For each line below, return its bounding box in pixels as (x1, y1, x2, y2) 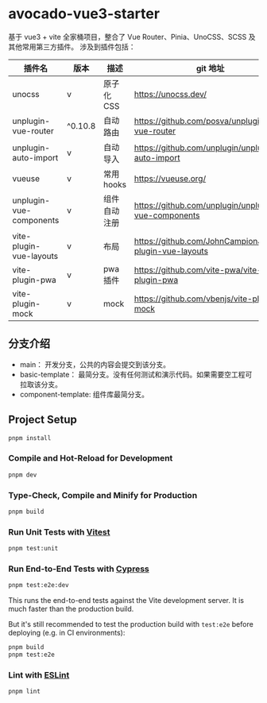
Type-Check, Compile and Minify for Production (8, 489, 198, 500)
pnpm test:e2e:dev (8, 581, 69, 589)
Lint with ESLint (8, 669, 70, 680)
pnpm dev (8, 470, 37, 479)
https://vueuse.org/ (133, 172, 207, 183)
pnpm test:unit (8, 545, 59, 553)
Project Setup (8, 413, 78, 427)
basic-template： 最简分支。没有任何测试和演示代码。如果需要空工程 (19, 369, 246, 379)
